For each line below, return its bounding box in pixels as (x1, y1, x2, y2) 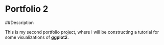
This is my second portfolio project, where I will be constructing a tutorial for (5, 29, 159, 35)
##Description (5, 20, 34, 25)
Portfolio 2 (5, 3, 48, 15)
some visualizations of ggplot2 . (5, 34, 69, 40)
